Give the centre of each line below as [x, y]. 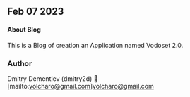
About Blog [24, 29]
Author [20, 63]
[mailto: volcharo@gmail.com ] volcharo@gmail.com [81, 86]
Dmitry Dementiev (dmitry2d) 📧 [53, 78]
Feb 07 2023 [36, 12]
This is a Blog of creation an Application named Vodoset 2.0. [95, 45]
